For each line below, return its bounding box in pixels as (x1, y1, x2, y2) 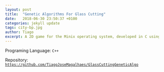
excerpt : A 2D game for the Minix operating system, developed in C (5, 35, 147, 39)
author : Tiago (5, 30, 34, 35)
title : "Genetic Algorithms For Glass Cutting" (5, 12, 106, 17)
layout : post (5, 7, 32, 12)
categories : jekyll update (5, 20, 60, 26)
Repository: (5, 57, 28, 63)
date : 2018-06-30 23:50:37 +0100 (5, 16, 78, 21)
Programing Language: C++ (5, 47, 59, 54)
